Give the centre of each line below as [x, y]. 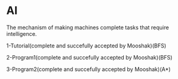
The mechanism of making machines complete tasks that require [88, 27]
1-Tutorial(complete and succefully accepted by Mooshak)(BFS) [86, 46]
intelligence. [22, 33]
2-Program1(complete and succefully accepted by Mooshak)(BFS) [89, 57]
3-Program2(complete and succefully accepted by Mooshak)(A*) [88, 69]
